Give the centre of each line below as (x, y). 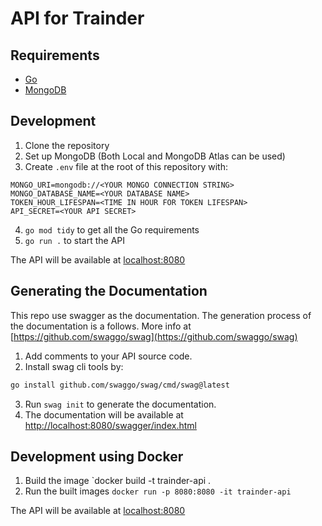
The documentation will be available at (104, 414)
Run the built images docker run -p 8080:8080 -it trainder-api (158, 491)
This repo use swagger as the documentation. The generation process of (161, 315)
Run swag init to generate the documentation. (120, 404)
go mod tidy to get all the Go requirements (112, 229)
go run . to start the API (75, 240)
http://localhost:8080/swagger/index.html (110, 425)
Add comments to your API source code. (108, 356)
